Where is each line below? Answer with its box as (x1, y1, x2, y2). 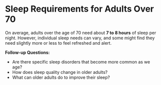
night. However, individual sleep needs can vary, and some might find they (5, 35, 155, 41)
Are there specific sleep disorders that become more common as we (12, 59, 150, 65)
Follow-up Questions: (5, 50, 50, 55)
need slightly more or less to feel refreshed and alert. (5, 40, 112, 46)
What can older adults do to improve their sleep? (12, 74, 110, 80)
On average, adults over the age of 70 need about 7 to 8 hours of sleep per (5, 30, 156, 35)
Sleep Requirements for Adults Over (5, 3, 154, 15)
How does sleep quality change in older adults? (12, 69, 108, 75)
